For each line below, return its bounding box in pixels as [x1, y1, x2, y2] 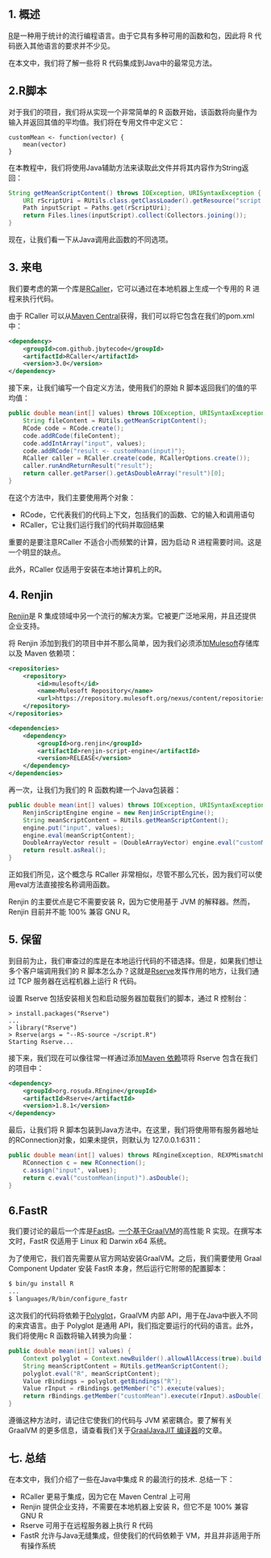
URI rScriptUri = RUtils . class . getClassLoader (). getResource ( [23, 197, 236, 205]
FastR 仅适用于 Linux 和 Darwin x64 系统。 [29, 1237, 171, 1246]
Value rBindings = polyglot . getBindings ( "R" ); [23, 1377, 182, 1386]
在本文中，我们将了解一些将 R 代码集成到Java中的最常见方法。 [8, 57, 217, 67]
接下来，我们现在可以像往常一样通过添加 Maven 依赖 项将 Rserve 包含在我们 [8, 1053, 258, 1063]
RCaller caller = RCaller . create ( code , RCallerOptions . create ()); [23, 454, 251, 463]
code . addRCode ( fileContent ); [23, 431, 121, 439]
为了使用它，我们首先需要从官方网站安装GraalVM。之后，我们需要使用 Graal [8, 1254, 262, 1263]
